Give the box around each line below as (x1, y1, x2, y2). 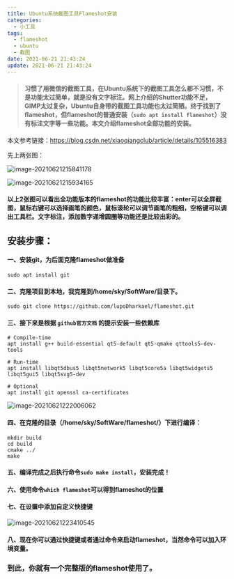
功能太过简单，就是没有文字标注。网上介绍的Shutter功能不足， (30, 93, 212, 102)
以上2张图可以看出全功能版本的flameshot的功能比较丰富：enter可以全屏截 (7, 195, 221, 203)
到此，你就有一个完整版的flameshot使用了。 (7, 563, 157, 573)
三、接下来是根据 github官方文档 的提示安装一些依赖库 (7, 318, 160, 327)
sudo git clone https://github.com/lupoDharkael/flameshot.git (7, 303, 195, 310)
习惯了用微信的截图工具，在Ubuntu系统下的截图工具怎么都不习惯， (24, 84, 218, 93)
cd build (7, 440, 33, 447)
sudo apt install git (7, 272, 70, 279)
